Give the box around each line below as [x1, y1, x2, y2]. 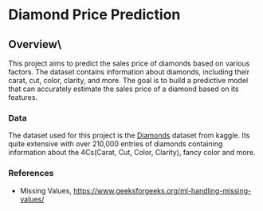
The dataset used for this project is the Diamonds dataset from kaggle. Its [8, 130, 250, 141]
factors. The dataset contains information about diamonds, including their [8, 67, 249, 77]
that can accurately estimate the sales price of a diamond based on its [8, 84, 239, 94]
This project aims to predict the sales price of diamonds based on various [8, 58, 250, 68]
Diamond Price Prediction [8, 6, 181, 24]
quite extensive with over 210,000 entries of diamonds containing [8, 139, 223, 149]
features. [8, 93, 38, 102]
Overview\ [8, 38, 62, 51]
